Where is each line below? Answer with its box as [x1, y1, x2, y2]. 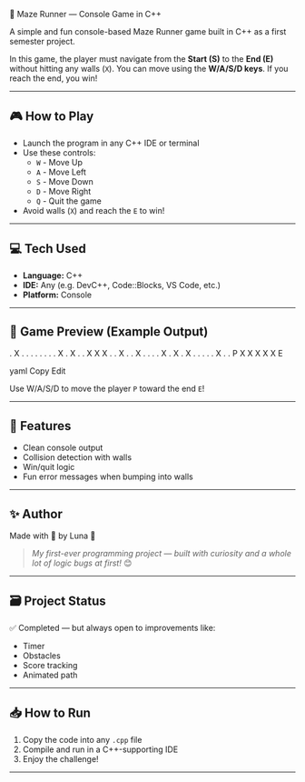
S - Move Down [35, 175, 93, 186]
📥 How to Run [9, 706, 91, 721]
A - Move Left [35, 166, 86, 177]
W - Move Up [35, 156, 84, 167]
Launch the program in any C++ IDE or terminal [22, 137, 200, 148]
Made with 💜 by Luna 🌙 [9, 530, 96, 541]
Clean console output [22, 442, 103, 454]
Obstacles [22, 650, 61, 661]
